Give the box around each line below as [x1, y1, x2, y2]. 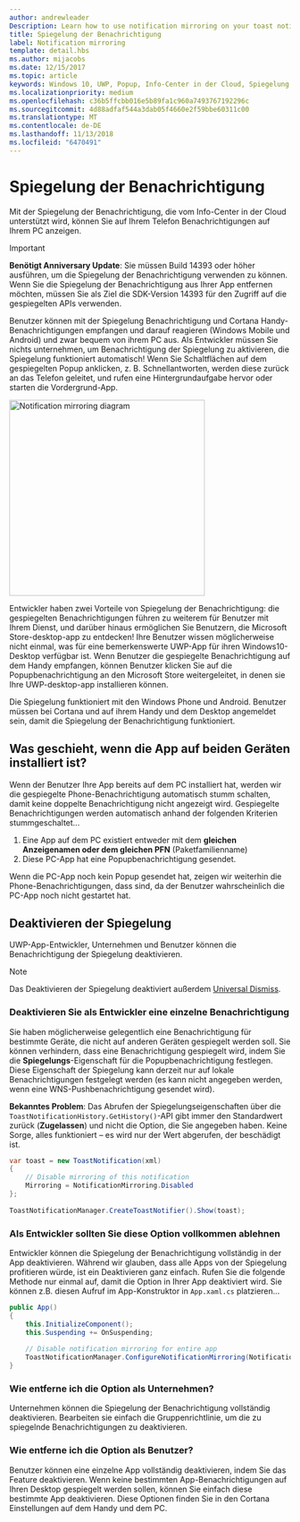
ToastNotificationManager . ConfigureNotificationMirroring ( [25, 1353, 250, 1362]
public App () [9, 1304, 58, 1313]
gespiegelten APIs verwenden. [9, 297, 122, 309]
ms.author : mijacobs [9, 55, 87, 64]
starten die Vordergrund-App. [9, 381, 119, 392]
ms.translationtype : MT [9, 113, 98, 122]
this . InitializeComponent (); [25, 1320, 134, 1329]
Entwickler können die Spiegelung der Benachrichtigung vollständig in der [9, 1248, 282, 1259]
